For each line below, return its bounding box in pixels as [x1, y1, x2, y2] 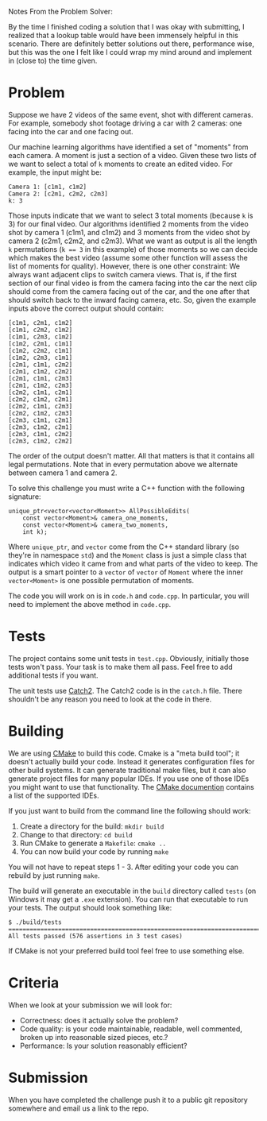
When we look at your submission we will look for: [8, 1000, 172, 1010]
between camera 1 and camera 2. [8, 468, 118, 477]
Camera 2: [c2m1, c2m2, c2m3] [8, 190, 109, 198]
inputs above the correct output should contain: [8, 303, 164, 313]
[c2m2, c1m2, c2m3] [8, 409, 73, 417]
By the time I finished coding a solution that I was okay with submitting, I [8, 22, 245, 31]
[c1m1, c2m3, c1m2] [8, 333, 73, 341]
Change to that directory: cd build [19, 829, 133, 839]
